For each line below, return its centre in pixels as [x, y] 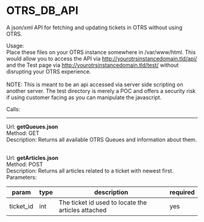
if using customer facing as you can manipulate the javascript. [84, 97]
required [182, 192]
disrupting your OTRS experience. [49, 71]
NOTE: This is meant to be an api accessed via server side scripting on [95, 84]
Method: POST [25, 164]
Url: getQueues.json [32, 127]
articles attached [83, 210]
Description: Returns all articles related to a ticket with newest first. [90, 170]
